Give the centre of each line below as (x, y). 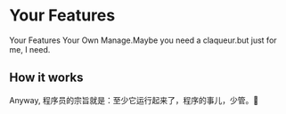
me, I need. (30, 49)
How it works (46, 78)
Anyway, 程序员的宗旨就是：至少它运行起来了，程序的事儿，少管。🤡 (134, 100)
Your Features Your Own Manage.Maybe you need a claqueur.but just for (143, 40)
